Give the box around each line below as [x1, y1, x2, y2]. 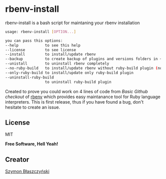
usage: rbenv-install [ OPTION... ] [5, 29, 77, 34]
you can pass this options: [5, 38, 63, 43]
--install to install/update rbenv [5, 52, 96, 57]
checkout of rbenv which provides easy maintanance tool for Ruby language [5, 94, 161, 100]
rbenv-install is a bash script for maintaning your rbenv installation [5, 20, 140, 26]
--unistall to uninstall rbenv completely [5, 61, 110, 66]
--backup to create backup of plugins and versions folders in [5, 57, 158, 62]
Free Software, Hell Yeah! [5, 141, 58, 147]
